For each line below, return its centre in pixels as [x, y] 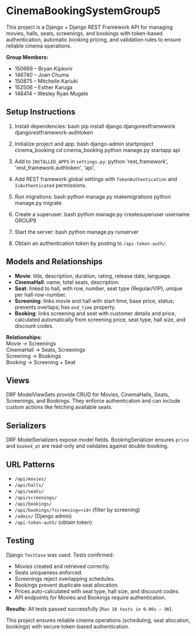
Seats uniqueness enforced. [49, 572]
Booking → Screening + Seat [41, 362]
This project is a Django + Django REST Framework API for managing [89, 27]
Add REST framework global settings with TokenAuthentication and [96, 179]
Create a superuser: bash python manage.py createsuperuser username [102, 214]
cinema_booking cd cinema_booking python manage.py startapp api [97, 150]
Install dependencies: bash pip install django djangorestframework [95, 126]
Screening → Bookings [34, 356]
